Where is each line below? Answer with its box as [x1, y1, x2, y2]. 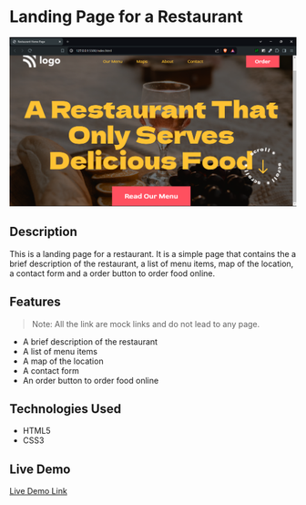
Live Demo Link [9, 486, 68, 497]
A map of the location [22, 356, 104, 366]
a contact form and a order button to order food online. [9, 267, 216, 279]
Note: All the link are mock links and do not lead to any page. [31, 318, 260, 329]
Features [9, 294, 61, 310]
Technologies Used [9, 401, 121, 417]
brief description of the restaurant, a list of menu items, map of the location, [9, 258, 294, 269]
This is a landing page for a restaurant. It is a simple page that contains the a [9, 248, 297, 259]
